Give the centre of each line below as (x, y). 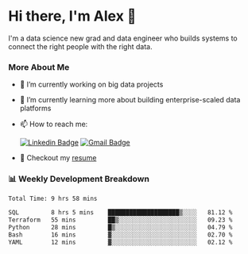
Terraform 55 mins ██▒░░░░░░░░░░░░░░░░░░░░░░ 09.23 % (120, 220)
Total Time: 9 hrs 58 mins (53, 198)
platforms (35, 108)
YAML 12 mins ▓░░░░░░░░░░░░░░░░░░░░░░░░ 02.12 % (120, 242)
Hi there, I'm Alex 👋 (72, 16)
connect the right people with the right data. (80, 46)
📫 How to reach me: (54, 124)
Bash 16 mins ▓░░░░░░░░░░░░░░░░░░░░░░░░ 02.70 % (120, 235)
